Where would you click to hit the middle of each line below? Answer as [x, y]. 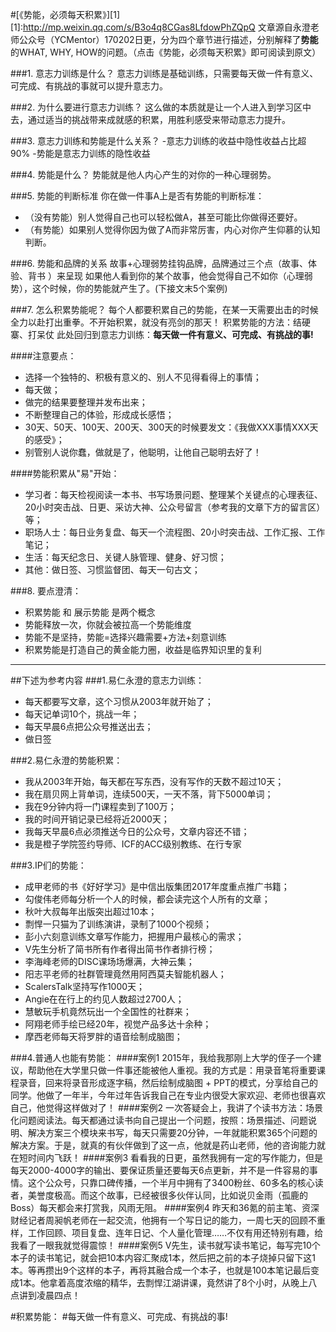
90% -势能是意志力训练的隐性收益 [80, 153]
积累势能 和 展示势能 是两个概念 [90, 612]
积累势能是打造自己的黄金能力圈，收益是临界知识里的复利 [143, 649]
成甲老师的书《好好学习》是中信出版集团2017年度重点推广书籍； [157, 886]
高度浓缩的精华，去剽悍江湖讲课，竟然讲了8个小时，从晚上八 [192, 1282]
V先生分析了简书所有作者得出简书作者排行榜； [120, 949]
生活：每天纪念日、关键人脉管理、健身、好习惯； [125, 557]
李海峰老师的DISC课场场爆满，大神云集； [109, 961]
